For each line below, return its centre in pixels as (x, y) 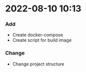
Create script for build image (42, 40)
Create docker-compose (38, 35)
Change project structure (38, 64)
